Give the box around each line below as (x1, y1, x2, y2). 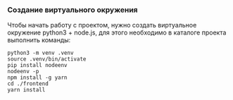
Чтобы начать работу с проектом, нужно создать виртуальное (7, 21, 197, 30)
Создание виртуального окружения (7, 5, 139, 15)
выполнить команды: (7, 36, 71, 44)
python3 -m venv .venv (7, 49, 74, 57)
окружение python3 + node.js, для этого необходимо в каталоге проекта (7, 28, 227, 37)
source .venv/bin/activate (7, 56, 87, 63)
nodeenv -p (7, 68, 39, 75)
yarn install (7, 87, 46, 94)
